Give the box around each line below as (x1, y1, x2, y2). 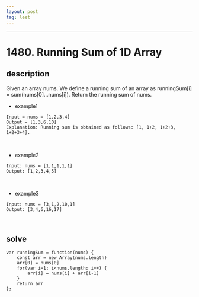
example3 (14, 190, 40, 197)
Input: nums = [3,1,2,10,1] (6, 201, 76, 207)
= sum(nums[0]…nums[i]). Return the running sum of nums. (6, 91, 152, 98)
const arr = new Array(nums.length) (17, 255, 108, 261)
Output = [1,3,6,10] (6, 119, 57, 125)
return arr (17, 281, 44, 287)
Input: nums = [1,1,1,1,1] (6, 162, 73, 169)
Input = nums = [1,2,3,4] (6, 114, 70, 120)
